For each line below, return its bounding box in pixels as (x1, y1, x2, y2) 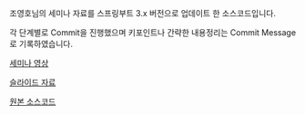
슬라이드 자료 (9, 77, 56, 88)
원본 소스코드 (9, 96, 56, 107)
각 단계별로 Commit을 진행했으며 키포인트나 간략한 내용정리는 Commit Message (9, 27, 297, 38)
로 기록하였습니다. (9, 39, 74, 49)
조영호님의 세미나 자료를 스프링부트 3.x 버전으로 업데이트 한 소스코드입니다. (9, 8, 276, 18)
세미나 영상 (9, 58, 49, 68)
